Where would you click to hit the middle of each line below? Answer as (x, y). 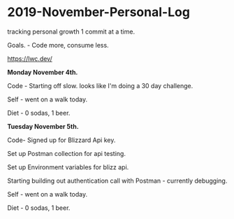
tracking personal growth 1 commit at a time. (71, 31)
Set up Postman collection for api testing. (66, 153)
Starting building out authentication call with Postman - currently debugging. (117, 181)
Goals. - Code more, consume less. (58, 45)
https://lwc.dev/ (30, 58)
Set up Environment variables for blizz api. (68, 167)
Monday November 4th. (43, 72)
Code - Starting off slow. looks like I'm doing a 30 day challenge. (100, 85)
